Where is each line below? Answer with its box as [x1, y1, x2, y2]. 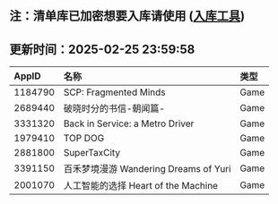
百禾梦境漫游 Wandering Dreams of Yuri [63, 163, 231, 175]
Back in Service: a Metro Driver [63, 117, 195, 130]
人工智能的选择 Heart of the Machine [63, 180, 218, 192]
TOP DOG [63, 132, 105, 145]
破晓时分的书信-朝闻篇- [63, 102, 166, 115]
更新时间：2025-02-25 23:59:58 [9, 41, 195, 56]
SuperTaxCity [63, 147, 121, 159]
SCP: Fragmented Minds [63, 86, 166, 98]
